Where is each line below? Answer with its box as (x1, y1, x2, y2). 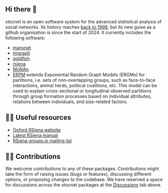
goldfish (12, 55, 30, 61)
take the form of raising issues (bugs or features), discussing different (5, 171, 152, 177)
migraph (12, 50, 30, 56)
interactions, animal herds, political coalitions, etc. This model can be (12, 82, 157, 88)
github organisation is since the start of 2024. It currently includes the (5, 29, 151, 36)
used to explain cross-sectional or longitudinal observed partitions (12, 87, 152, 94)
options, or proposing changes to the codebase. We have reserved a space (5, 176, 163, 183)
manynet (12, 44, 31, 51)
